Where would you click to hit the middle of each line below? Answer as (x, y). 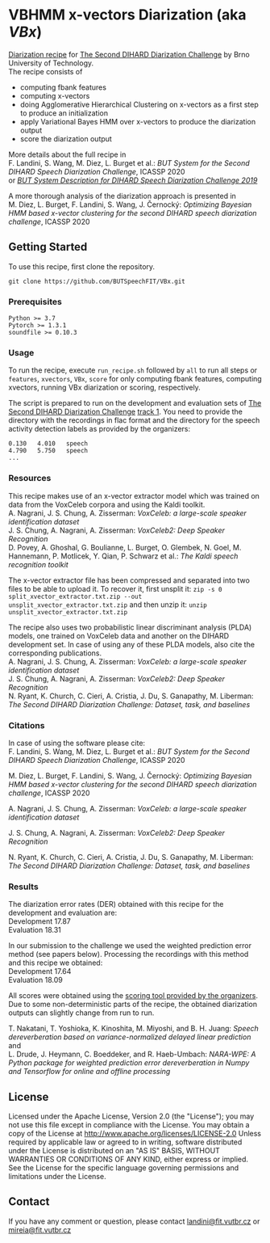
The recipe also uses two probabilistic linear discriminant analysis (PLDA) (130, 627)
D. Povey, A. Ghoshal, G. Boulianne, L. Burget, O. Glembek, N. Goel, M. (125, 547)
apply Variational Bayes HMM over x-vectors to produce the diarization (138, 121)
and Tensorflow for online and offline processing (89, 1072)
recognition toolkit (38, 564)
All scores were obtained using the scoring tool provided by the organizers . (133, 996)
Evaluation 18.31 (35, 930)
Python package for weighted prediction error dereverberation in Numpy (129, 1063)
